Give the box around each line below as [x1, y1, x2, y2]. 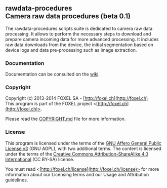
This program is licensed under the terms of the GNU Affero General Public [5, 140, 162, 146]
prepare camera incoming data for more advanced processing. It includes [5, 36, 159, 42]
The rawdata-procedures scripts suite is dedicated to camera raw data [5, 25, 153, 31]
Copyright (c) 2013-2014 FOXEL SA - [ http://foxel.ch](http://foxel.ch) [5, 95, 148, 101]
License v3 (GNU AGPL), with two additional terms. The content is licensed [5, 145, 162, 152]
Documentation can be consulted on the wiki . [5, 71, 100, 78]
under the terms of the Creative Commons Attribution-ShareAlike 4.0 [5, 151, 148, 157]
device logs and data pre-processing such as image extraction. [5, 47, 137, 53]
